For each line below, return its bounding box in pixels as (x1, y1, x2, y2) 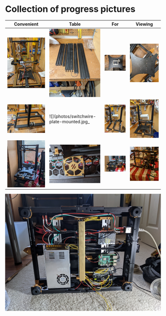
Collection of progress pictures (5, 3, 136, 15)
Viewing (135, 21, 153, 27)
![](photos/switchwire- (49, 113, 96, 119)
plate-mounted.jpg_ (49, 119, 90, 125)
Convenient (14, 21, 39, 27)
